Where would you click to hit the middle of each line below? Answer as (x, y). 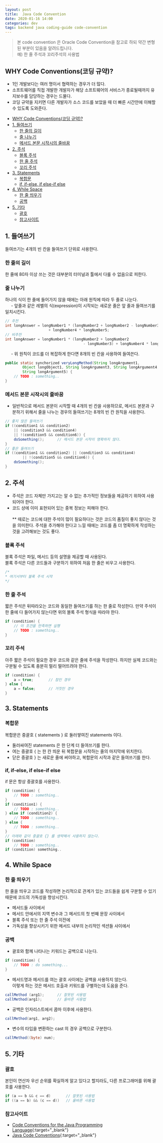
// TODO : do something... (41, 965)
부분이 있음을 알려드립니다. (48, 48)
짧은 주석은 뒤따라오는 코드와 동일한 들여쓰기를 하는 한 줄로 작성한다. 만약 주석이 (81, 606)
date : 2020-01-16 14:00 (29, 19)
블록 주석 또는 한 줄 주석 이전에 (41, 920)
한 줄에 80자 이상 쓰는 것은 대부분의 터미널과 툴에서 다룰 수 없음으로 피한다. (76, 274)
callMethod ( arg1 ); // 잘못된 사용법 (46, 995)
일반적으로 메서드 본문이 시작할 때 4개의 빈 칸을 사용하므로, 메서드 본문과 (81, 406)
